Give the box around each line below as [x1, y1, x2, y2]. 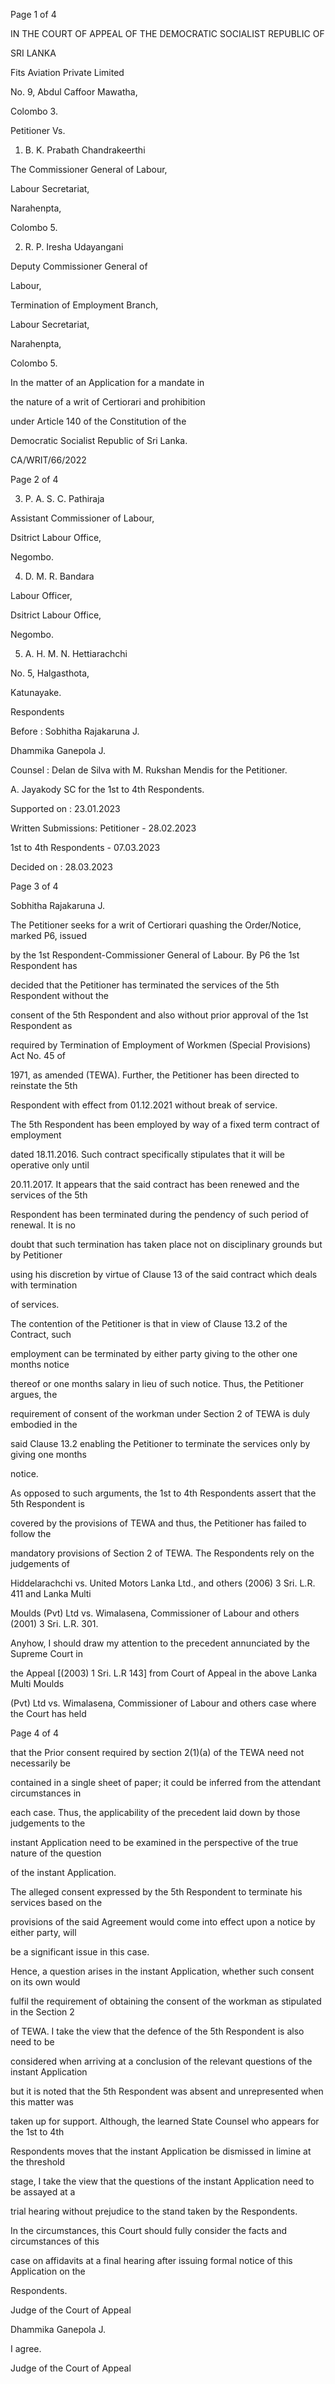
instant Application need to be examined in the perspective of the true [10, 1837, 299, 1848]
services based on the [10, 1897, 103, 1908]
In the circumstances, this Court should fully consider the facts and [10, 2225, 288, 2236]
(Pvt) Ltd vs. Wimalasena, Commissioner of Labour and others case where [10, 1697, 317, 1709]
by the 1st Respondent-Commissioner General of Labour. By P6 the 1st [10, 949, 300, 961]
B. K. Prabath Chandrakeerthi [24, 144, 146, 156]
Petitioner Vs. [10, 125, 66, 136]
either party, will [10, 1927, 77, 1938]
